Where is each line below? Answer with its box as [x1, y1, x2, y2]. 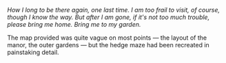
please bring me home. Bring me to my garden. [7, 21, 141, 28]
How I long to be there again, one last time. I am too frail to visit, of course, [7, 6, 220, 14]
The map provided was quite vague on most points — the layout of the [7, 34, 207, 42]
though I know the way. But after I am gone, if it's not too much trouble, [7, 13, 210, 21]
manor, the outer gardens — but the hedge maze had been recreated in [7, 41, 210, 49]
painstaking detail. [7, 48, 60, 56]
